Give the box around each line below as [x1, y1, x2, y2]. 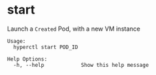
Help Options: [7, 55, 48, 63]
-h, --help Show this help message [13, 61, 149, 68]
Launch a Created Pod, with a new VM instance [7, 25, 141, 33]
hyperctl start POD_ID [13, 44, 78, 50]
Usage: [7, 37, 26, 44]
